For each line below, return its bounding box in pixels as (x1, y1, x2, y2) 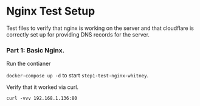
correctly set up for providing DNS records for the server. (6, 30, 150, 38)
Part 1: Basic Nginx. (6, 46, 65, 54)
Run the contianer (6, 60, 51, 68)
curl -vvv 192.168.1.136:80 (6, 96, 78, 102)
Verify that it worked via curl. (6, 83, 79, 91)
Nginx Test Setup (6, 4, 95, 18)
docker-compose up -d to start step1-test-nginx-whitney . (6, 72, 149, 79)
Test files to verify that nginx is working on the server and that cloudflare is (6, 24, 195, 32)
